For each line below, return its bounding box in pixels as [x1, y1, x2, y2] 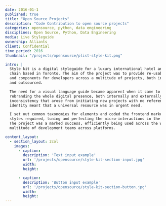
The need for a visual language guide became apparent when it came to [9, 89, 161, 94]
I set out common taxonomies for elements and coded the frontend [9, 112, 149, 117]
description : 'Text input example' [23, 153, 96, 158]
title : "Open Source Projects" [5, 16, 70, 21]
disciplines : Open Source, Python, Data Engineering [5, 30, 116, 35]
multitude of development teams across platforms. [9, 126, 116, 131]
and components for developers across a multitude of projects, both [9, 76, 156, 81]
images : [14, 143, 30, 148]
